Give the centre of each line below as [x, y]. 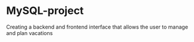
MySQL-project [45, 11]
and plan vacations [30, 33]
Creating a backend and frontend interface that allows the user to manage [97, 27]
